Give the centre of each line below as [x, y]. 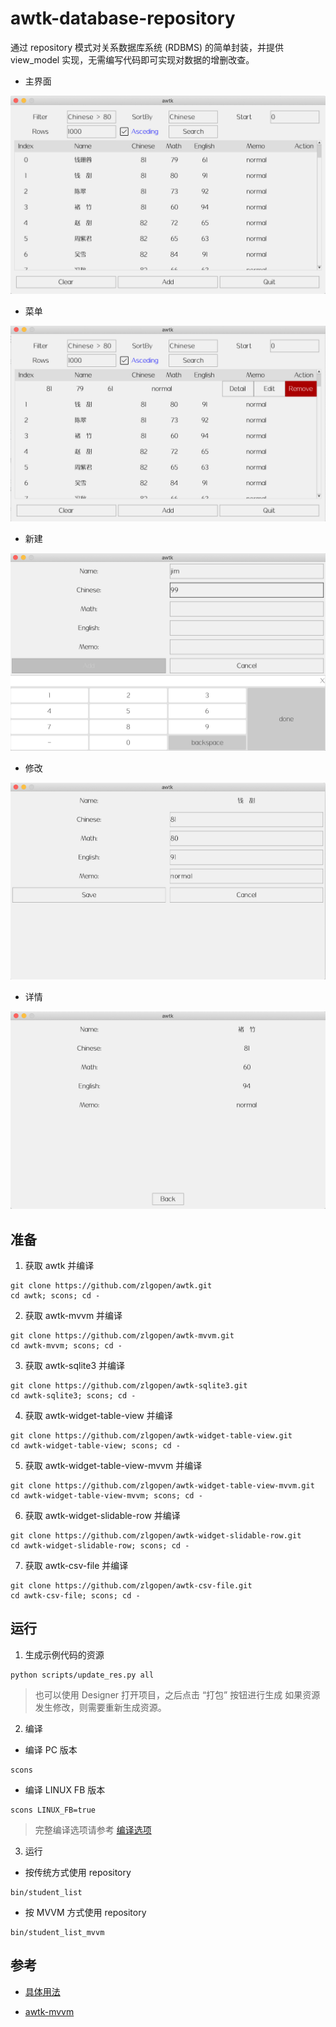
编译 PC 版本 [51, 1749]
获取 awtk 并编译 [59, 1266]
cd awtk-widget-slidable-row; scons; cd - [100, 1546]
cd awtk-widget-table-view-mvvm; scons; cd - [106, 1496]
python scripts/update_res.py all [82, 1675]
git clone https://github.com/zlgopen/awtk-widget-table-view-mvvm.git [162, 1486]
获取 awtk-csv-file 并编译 [76, 1566]
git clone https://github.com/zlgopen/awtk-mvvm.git [122, 1336]
